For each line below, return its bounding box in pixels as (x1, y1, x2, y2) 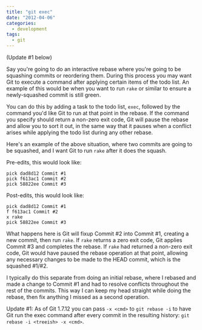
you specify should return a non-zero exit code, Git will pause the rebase (6, 116, 189, 123)
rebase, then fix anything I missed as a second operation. (6, 294, 150, 300)
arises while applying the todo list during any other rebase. (6, 129, 153, 136)
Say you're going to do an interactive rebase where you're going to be (6, 66, 181, 73)
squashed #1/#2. (6, 262, 49, 269)
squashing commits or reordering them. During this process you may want (6, 72, 192, 79)
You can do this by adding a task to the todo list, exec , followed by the (6, 103, 181, 110)
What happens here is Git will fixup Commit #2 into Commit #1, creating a (6, 230, 189, 237)
